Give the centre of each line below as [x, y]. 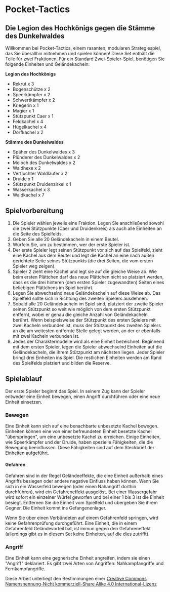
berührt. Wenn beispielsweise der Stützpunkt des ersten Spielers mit [84, 320]
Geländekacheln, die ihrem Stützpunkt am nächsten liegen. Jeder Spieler [89, 352]
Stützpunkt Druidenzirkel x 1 [42, 184]
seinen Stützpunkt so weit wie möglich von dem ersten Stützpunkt [81, 309]
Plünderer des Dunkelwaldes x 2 [46, 157]
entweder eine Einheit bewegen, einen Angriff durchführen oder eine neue [83, 397]
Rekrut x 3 [23, 84]
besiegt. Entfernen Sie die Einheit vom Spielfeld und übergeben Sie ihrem [81, 503]
